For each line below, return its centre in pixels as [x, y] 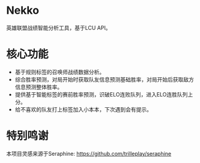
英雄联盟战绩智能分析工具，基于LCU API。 [59, 28]
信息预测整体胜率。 [39, 87]
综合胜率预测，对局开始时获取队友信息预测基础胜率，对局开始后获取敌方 [104, 79]
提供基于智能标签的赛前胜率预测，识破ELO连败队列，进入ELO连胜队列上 [104, 94]
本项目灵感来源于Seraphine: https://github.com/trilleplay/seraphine [89, 153]
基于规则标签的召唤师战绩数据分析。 [60, 72]
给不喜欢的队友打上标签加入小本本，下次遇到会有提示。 [83, 109]
